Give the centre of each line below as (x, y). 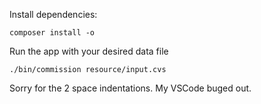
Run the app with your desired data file (89, 51)
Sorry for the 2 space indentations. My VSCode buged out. (130, 88)
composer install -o (52, 33)
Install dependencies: (53, 14)
